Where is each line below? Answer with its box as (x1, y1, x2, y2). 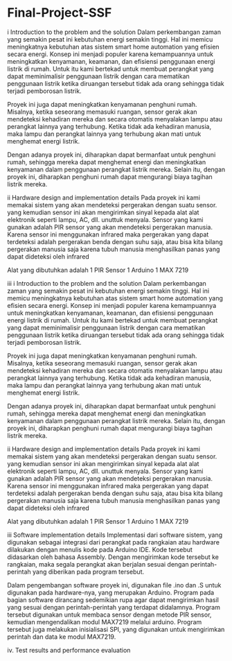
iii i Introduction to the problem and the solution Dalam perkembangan (7, 279, 206, 287)
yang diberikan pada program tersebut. (32, 567, 144, 576)
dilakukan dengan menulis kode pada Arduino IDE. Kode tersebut (7, 545, 193, 553)
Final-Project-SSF (7, 5, 112, 21)
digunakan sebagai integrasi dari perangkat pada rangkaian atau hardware (7, 538, 220, 546)
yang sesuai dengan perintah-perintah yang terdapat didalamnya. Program (7, 603, 220, 611)
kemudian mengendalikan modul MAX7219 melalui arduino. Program (7, 617, 202, 626)
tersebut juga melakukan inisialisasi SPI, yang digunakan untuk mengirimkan (7, 625, 225, 633)
